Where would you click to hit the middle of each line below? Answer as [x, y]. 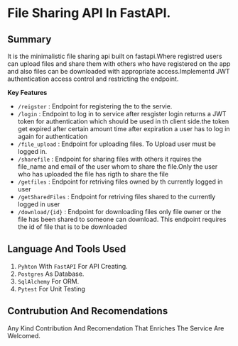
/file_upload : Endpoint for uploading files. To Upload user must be [117, 144]
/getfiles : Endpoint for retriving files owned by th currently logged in [120, 182]
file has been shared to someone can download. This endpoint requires [122, 219]
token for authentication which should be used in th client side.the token [123, 121]
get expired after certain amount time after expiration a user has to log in [124, 129]
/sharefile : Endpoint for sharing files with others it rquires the [110, 159]
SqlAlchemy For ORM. [48, 281]
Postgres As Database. [51, 274]
